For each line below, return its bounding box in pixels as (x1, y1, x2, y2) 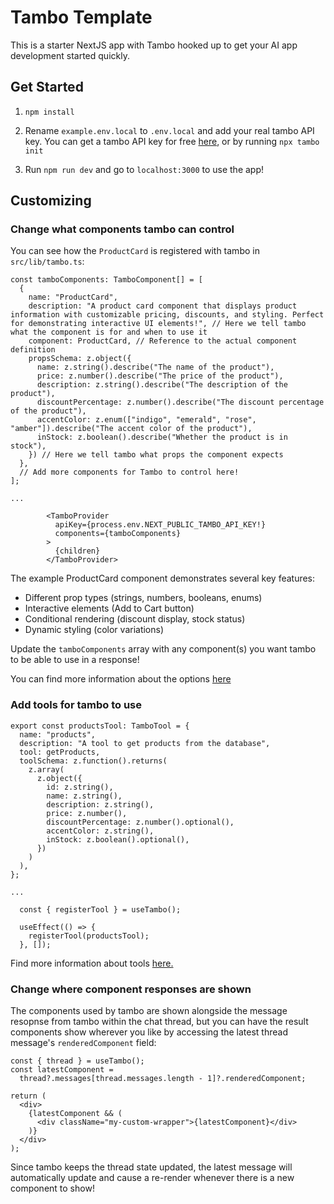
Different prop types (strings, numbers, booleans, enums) (24, 592, 263, 604)
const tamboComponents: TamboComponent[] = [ (10, 275, 203, 285)
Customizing (10, 192, 92, 210)
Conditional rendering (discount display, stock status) (24, 613, 246, 625)
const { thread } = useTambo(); (10, 1056, 145, 1066)
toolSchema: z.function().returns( (19, 756, 168, 766)
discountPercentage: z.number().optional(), (46, 817, 235, 827)
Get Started (10, 79, 84, 96)
